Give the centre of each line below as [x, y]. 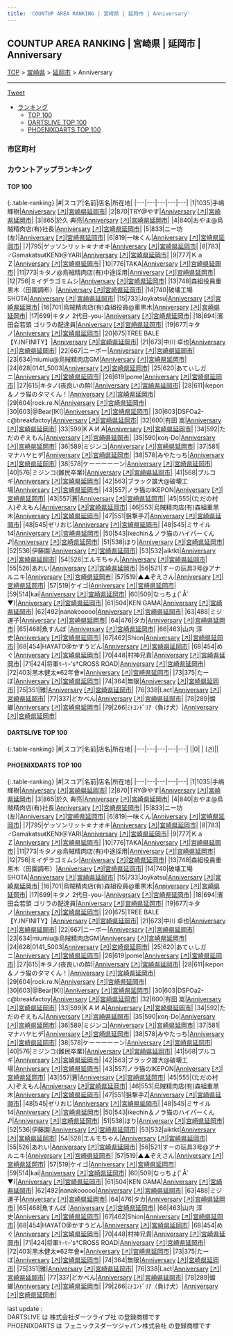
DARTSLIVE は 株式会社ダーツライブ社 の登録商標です [84, 1317]
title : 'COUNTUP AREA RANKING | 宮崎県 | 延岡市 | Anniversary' [99, 14]
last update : [25, 1308]
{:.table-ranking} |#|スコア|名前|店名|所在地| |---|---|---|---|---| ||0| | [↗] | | [113, 749]
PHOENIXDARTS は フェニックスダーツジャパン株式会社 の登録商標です [109, 1326]
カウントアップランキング [50, 170]
